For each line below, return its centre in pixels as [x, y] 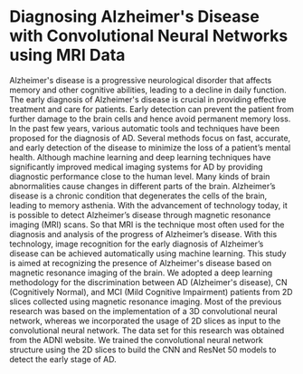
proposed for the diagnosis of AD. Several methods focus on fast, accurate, [150, 138]
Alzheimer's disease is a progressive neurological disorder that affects [141, 80]
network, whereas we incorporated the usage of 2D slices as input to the [145, 321]
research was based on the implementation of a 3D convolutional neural [143, 311]
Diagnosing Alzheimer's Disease [134, 17]
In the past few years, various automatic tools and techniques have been [145, 128]
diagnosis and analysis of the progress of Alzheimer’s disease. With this [143, 234]
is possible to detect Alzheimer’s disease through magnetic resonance [140, 215]
